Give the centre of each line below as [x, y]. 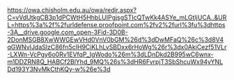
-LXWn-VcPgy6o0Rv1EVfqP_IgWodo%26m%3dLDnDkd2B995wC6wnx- [110, 54]
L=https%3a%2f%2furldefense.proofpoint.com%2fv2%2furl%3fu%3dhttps [116, 25]
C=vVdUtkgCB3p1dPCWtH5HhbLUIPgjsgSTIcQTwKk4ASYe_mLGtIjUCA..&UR [117, 17]
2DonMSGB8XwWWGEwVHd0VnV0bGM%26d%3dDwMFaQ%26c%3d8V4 [116, 40]
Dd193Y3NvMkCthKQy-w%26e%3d [59, 69]
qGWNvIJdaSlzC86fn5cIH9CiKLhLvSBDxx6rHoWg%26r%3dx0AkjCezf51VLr [117, 47]
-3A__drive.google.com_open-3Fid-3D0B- [68, 32]
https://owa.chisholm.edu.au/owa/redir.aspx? [72, 10]
